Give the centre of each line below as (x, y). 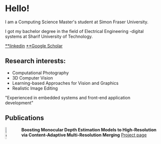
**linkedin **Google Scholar (34, 46)
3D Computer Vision (32, 78)
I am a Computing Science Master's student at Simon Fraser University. (77, 22)
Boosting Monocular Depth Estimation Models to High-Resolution (89, 129)
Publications (25, 118)
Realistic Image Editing (35, 88)
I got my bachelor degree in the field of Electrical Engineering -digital (74, 31)
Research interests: (35, 61)
